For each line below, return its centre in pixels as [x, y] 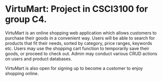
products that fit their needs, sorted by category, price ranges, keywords [79, 43]
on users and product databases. [39, 59]
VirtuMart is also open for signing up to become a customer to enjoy [74, 68]
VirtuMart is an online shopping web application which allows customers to [81, 33]
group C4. [26, 19]
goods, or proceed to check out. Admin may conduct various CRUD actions [81, 53]
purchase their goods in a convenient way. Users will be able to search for [80, 38]
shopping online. [22, 73]
